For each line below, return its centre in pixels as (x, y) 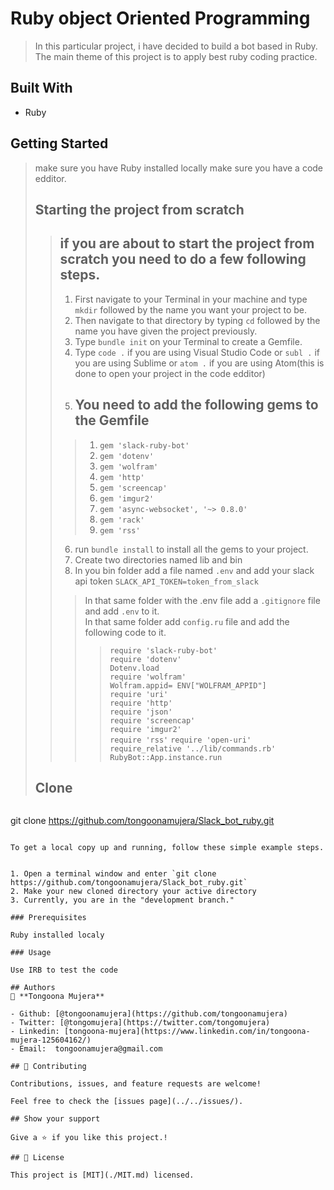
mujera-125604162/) (51, 1040)
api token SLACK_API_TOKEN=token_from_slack (166, 581)
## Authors (33, 988)
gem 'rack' (122, 520)
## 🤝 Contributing (48, 1067)
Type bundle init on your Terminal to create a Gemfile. (188, 341)
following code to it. (125, 632)
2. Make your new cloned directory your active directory (133, 892)
